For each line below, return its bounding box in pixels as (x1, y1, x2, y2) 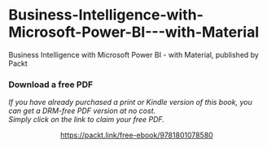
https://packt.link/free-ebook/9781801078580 (60, 130, 213, 140)
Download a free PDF (8, 79, 94, 90)
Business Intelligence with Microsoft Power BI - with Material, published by (8, 50, 259, 59)
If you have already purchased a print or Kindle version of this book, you (8, 98, 252, 107)
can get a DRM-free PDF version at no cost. (8, 106, 156, 115)
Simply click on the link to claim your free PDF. (8, 115, 165, 124)
